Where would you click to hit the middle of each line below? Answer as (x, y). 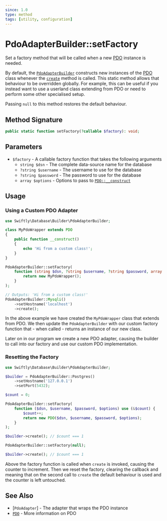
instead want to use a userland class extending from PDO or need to (75, 89)
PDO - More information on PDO (44, 513)
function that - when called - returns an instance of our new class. (73, 329)
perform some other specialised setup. (45, 94)
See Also (19, 496)
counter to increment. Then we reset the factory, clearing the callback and (82, 469)
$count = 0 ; (17, 395)
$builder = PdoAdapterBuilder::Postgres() (50, 376)
